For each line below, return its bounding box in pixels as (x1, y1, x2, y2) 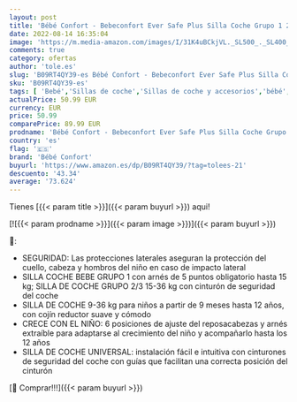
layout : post (9, 12, 57, 22)
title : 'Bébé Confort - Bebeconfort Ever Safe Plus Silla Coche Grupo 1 (9, 21, 283, 30)
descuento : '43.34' (9, 169, 81, 178)
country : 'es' (9, 136, 62, 145)
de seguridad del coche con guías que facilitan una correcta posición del (21, 356, 288, 367)
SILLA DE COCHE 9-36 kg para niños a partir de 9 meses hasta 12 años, (21, 300, 285, 310)
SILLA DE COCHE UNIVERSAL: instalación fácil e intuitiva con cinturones (21, 346, 286, 358)
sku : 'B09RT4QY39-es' (9, 79, 89, 87)
